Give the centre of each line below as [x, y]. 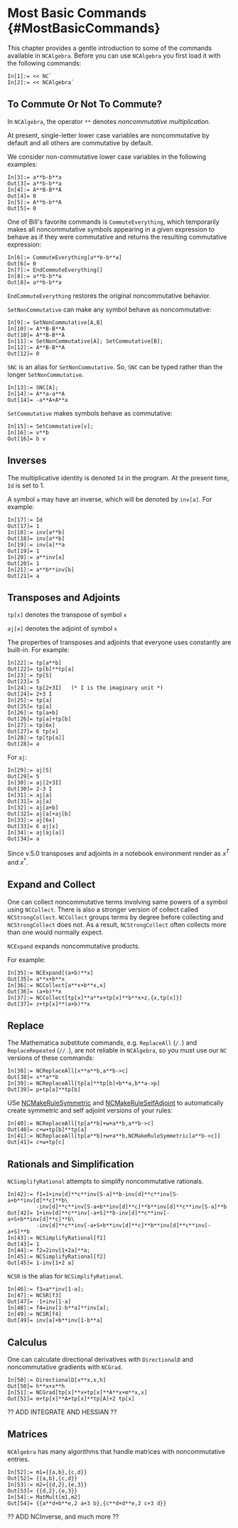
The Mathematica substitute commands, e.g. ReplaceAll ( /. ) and [102, 1043]
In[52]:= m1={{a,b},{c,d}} [47, 1472]
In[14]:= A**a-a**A [36, 393]
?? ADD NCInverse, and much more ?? [63, 1517]
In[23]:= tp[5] [30, 676]
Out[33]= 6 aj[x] [33, 827]
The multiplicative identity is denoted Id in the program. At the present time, [118, 477]
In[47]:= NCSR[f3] [34, 1296]
